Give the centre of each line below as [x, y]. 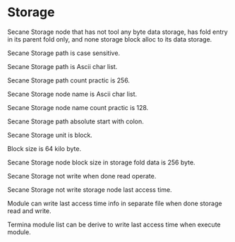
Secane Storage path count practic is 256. [69, 80]
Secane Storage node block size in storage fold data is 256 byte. [101, 162]
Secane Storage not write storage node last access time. [90, 189]
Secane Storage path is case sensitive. [64, 53]
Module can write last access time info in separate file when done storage [115, 203]
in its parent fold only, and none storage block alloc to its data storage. [110, 39]
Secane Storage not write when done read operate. [82, 176]
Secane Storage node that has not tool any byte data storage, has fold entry [117, 32]
